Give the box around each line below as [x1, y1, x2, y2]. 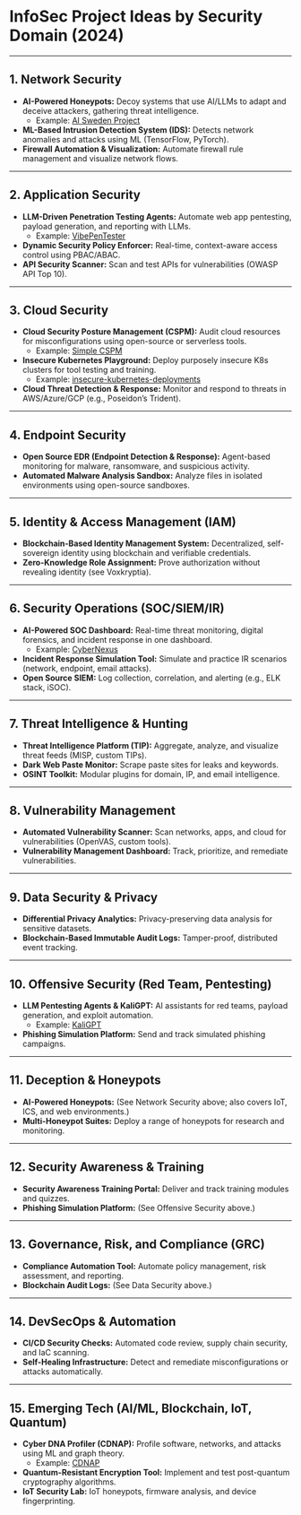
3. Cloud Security [9, 302, 109, 317]
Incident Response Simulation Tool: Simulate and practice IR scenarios [21, 653, 288, 664]
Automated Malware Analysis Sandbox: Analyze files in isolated [21, 471, 262, 481]
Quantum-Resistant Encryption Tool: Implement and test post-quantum [21, 1467, 290, 1478]
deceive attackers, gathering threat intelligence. [21, 105, 200, 116]
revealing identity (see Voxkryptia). [21, 567, 152, 577]
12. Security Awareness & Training [9, 1159, 204, 1175]
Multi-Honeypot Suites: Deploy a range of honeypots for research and [21, 1115, 285, 1126]
